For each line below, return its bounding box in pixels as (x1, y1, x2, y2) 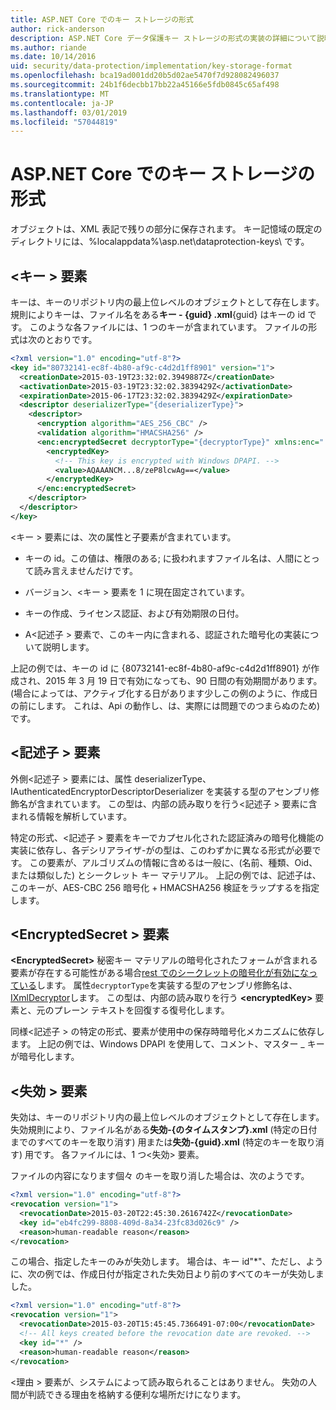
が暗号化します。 (10, 1051, 80, 1063)
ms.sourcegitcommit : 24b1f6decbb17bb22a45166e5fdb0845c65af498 (10, 80, 280, 90)
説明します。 (42, 641, 95, 653)
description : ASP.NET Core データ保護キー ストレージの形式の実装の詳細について (10, 33, 317, 43)
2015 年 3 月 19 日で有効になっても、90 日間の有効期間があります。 (45, 674, 323, 686)
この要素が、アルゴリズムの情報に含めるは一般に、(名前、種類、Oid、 (29, 856, 318, 868)
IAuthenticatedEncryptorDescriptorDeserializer (10, 785, 204, 797)
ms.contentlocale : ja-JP (10, 98, 114, 108)
